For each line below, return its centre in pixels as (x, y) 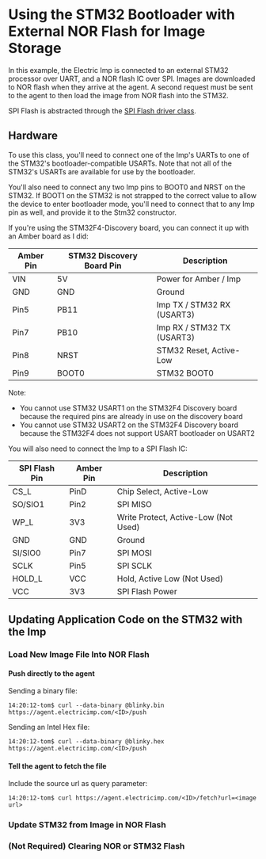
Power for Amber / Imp (199, 279)
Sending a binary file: (43, 691)
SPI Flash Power (147, 591)
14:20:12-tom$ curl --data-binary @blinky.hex (86, 742)
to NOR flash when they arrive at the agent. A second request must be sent (131, 87)
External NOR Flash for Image (107, 31)
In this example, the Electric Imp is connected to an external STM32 (118, 70)
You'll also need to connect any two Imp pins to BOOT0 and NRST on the (127, 187)
